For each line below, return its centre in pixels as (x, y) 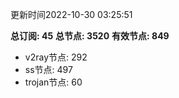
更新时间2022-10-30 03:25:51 (71, 14)
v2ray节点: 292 (56, 57)
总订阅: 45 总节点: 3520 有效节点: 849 (90, 36)
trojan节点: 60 (53, 82)
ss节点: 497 (48, 69)
